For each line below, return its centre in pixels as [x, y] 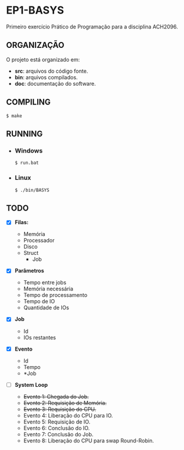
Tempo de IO [39, 302]
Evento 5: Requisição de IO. [57, 422]
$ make [14, 116]
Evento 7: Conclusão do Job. [58, 434]
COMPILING [29, 102]
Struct [31, 253]
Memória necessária [48, 289]
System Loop [31, 384]
